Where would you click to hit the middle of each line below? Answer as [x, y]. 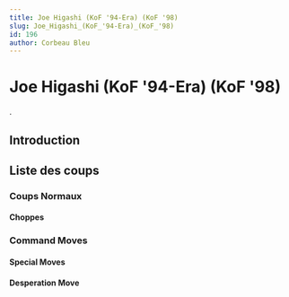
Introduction [45, 140]
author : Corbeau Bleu [50, 43]
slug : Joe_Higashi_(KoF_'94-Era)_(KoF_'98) [92, 26]
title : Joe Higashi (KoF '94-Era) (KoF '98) [94, 17]
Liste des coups [55, 170]
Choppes [27, 217]
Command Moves [48, 240]
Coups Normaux [46, 196]
